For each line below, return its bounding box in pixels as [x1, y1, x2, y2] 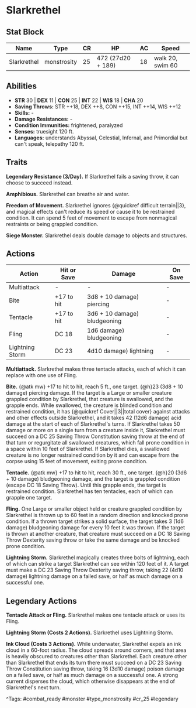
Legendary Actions [6, 596, 77, 606]
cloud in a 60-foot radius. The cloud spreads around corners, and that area [6, 647, 187, 654]
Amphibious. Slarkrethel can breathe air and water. [6, 190, 130, 197]
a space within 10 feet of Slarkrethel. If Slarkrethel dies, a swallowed [6, 446, 170, 453]
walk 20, [153, 54, 178, 62]
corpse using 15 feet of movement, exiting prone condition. [6, 458, 148, 465]
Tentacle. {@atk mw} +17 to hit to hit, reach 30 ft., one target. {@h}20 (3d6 [6, 469, 187, 476]
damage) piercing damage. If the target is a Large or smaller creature [6, 389, 172, 396]
